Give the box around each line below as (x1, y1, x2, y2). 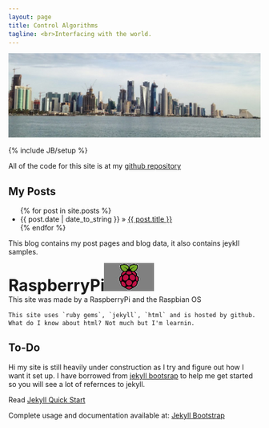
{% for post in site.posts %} (19, 206, 112, 216)
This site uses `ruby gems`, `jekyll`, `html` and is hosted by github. (8, 312, 256, 320)
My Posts (8, 185, 56, 198)
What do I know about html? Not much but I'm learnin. (8, 320, 195, 328)
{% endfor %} (19, 223, 66, 233)
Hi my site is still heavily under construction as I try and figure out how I (8, 362, 244, 372)
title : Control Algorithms (8, 21, 98, 30)
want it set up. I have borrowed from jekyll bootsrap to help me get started (8, 370, 254, 381)
